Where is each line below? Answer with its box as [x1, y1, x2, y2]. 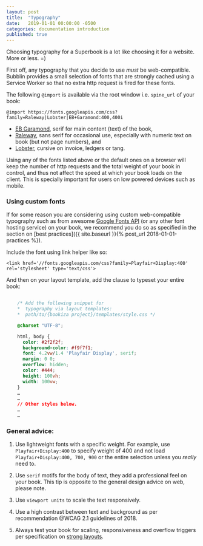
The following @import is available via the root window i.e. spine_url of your [6, 91, 195, 98]
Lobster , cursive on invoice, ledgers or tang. [15, 145, 125, 152]
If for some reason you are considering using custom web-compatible [6, 211, 181, 219]
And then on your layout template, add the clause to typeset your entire [6, 276, 185, 284]
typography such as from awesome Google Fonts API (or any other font [6, 217, 185, 225]
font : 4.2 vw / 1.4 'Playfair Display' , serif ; [22, 350, 137, 357]
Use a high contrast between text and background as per [15, 508, 158, 516]
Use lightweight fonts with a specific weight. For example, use [15, 441, 170, 448]
